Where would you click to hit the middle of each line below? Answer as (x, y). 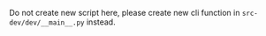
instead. (101, 22)
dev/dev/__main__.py (47, 23)
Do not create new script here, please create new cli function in (125, 13)
